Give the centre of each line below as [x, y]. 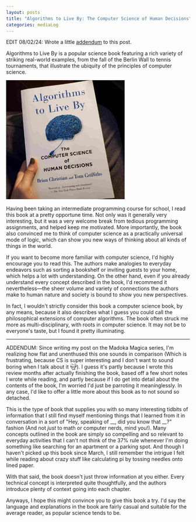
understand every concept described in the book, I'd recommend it [87, 282]
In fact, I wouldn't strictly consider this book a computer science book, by [94, 306]
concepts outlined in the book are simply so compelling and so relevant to [95, 434]
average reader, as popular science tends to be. [64, 513]
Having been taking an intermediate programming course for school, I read [96, 209]
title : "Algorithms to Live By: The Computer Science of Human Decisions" [99, 18]
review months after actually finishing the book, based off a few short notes [97, 373]
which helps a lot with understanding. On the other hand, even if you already [98, 276]
